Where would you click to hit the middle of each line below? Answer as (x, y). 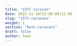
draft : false (18, 32)
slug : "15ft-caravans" (28, 18)
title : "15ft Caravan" (28, 9)
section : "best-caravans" (31, 27)
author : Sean (18, 36)
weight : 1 (15, 23)
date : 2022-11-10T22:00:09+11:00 (39, 14)
